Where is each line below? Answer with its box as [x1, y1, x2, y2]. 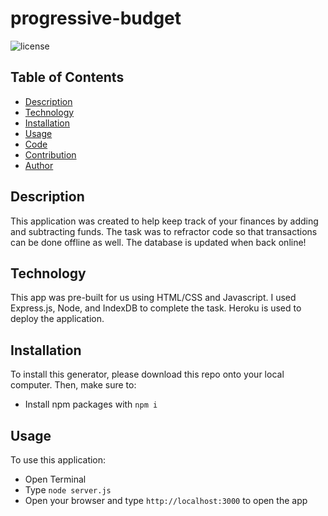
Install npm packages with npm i [24, 398, 158, 411]
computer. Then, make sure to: [10, 379, 137, 391]
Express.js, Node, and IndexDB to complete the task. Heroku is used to [10, 302, 302, 314]
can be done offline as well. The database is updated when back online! [10, 236, 307, 248]
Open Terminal [24, 473, 87, 485]
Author [24, 159, 54, 171]
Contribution [24, 148, 77, 161]
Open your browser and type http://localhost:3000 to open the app [24, 495, 308, 506]
